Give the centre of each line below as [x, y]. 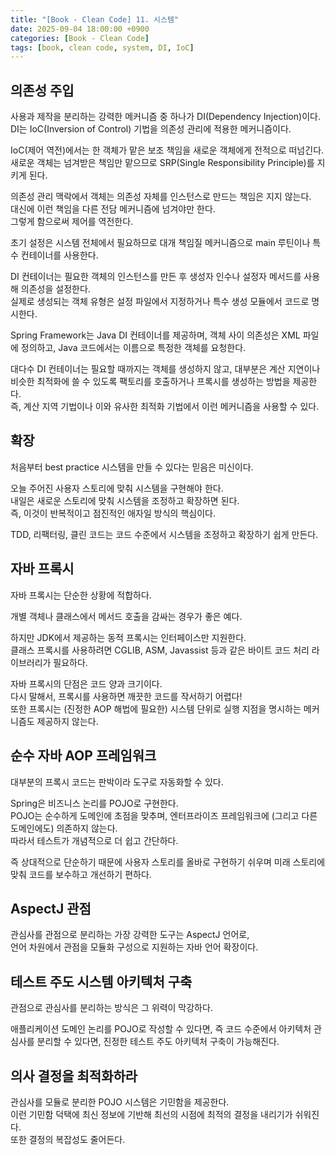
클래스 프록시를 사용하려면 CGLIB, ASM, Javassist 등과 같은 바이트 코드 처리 [160, 650]
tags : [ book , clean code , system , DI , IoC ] [102, 47]
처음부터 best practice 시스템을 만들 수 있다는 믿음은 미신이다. [132, 467]
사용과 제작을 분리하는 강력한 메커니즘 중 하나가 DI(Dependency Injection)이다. [165, 117]
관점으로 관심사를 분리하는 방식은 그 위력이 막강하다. [111, 1008]
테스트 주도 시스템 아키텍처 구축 [101, 981]
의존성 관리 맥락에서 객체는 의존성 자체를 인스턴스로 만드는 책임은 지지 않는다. [161, 197]
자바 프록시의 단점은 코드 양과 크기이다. [86, 683]
